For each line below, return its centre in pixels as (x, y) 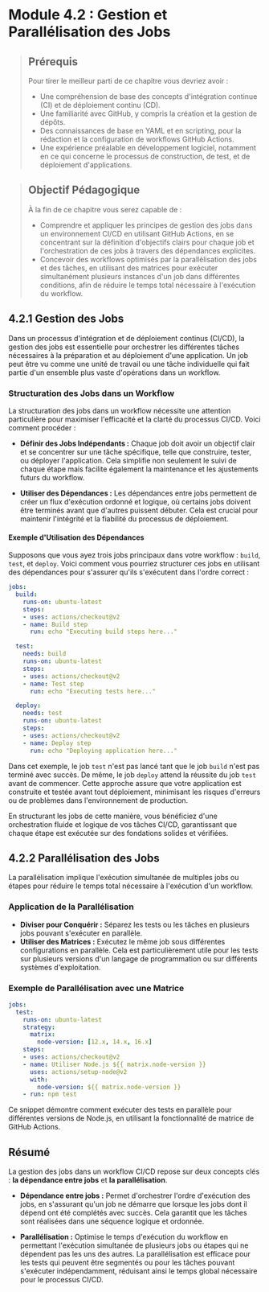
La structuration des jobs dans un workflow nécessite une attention (120, 410)
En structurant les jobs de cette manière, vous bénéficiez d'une (113, 816)
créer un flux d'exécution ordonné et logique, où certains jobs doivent (135, 501)
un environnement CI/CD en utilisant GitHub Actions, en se (137, 233)
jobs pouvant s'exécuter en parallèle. (81, 933)
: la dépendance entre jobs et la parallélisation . (88, 1180)
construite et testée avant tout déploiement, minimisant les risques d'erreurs (134, 792)
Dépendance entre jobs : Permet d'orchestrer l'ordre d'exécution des (135, 1195)
